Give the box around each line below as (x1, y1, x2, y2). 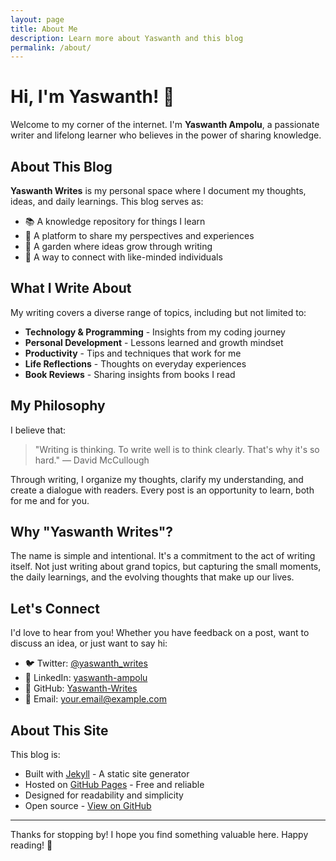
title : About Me (10, 24, 78, 34)
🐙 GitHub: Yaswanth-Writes (24, 682, 138, 695)
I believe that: (10, 424, 67, 436)
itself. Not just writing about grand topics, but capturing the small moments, (10, 561, 322, 573)
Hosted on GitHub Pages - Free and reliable (24, 779, 205, 791)
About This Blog (10, 158, 113, 175)
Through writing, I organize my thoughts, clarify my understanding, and (10, 473, 304, 485)
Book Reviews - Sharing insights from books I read (24, 368, 236, 380)
